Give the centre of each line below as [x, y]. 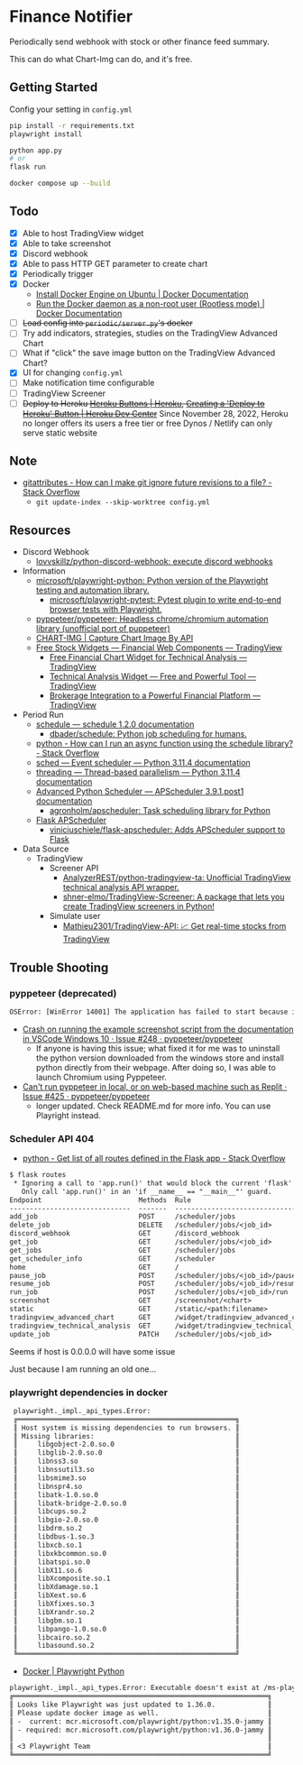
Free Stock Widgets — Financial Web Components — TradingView [159, 648]
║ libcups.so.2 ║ [127, 1512]
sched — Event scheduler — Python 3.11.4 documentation [143, 763]
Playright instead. [68, 1115]
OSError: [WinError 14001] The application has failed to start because [149, 1012]
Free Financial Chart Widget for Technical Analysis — [148, 657]
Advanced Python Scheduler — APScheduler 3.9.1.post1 [140, 792]
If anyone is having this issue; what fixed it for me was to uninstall [158, 1048]
